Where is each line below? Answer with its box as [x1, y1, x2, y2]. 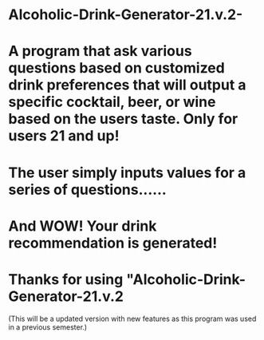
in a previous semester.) [8, 322, 88, 332]
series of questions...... [8, 180, 167, 199]
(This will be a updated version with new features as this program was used [8, 314, 257, 323]
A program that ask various [8, 42, 193, 61]
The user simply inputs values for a [8, 164, 246, 181]
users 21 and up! [8, 127, 120, 145]
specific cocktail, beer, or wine [8, 93, 216, 111]
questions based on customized [8, 59, 225, 77]
